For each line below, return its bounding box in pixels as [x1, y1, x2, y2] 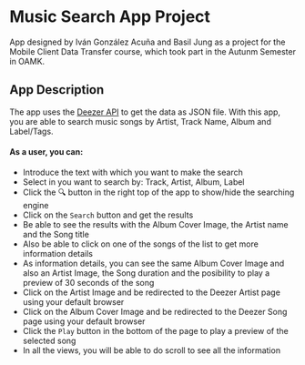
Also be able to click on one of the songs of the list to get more [22, 238, 259, 249]
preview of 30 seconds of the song [22, 277, 155, 288]
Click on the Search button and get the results [22, 209, 194, 220]
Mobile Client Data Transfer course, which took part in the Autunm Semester [9, 46, 296, 56]
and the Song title [22, 228, 89, 239]
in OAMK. [9, 56, 46, 66]
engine [22, 199, 49, 210]
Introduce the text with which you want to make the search [22, 167, 243, 177]
